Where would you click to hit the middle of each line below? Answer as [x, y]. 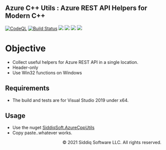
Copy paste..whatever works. [42, 133]
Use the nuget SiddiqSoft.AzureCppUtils [54, 128]
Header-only [25, 67]
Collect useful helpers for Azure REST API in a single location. [75, 62]
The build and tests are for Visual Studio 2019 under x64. [70, 100]
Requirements [27, 88]
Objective [26, 49]
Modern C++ [25, 16]
